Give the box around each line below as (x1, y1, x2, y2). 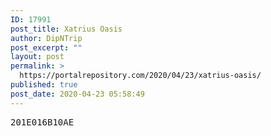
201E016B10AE (10, 116, 75, 128)
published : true (10, 80, 78, 90)
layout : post (10, 52, 65, 62)
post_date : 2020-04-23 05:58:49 (10, 89, 145, 99)
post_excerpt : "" (10, 42, 83, 53)
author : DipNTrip (10, 33, 83, 43)
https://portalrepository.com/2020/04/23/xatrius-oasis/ (19, 71, 262, 81)
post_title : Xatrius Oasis (10, 24, 123, 34)
